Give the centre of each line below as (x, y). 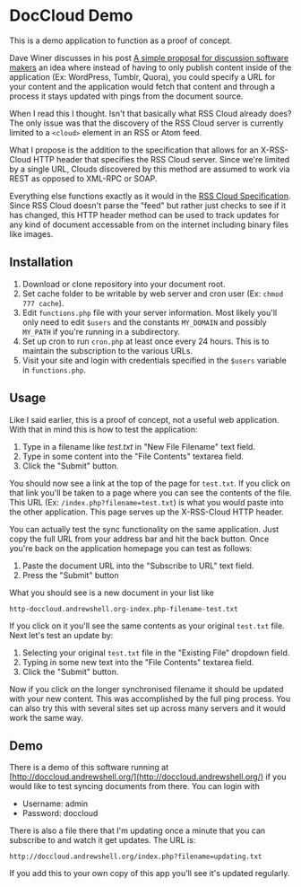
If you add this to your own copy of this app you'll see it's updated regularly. (150, 874)
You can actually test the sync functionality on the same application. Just (144, 529)
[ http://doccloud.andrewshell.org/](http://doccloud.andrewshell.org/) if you (148, 777)
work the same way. (46, 717)
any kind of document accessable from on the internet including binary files (149, 224)
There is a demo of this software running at (89, 768)
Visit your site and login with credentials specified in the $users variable (154, 360)
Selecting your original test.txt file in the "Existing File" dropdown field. (156, 653)
